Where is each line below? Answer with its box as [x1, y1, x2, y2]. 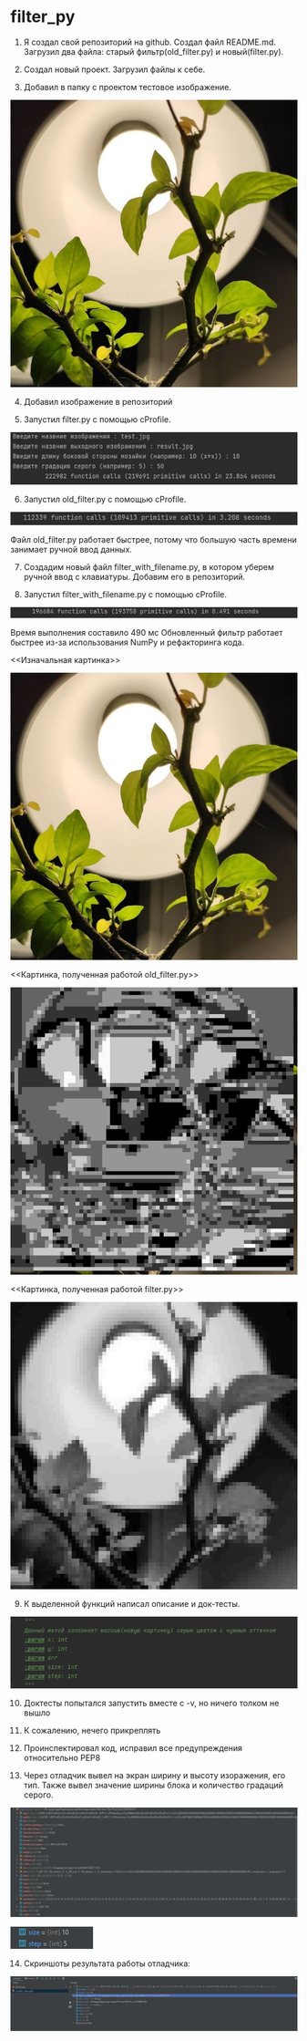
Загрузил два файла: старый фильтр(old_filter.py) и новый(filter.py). [23, 46, 284, 57]
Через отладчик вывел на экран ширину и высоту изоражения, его [23, 1769, 286, 1780]
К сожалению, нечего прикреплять [23, 1725, 161, 1735]
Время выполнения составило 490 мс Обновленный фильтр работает [10, 627, 283, 637]
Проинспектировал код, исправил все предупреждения [23, 1742, 243, 1753]
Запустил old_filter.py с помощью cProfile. [23, 493, 187, 504]
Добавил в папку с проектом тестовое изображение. [23, 81, 231, 92]
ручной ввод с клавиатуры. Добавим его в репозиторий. [23, 572, 246, 582]
